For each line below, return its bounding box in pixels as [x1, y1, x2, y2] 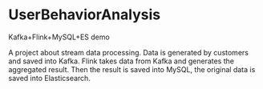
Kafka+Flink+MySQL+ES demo [8, 32, 110, 42]
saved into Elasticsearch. [8, 73, 91, 83]
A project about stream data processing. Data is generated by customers [8, 47, 249, 57]
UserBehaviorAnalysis [8, 6, 161, 24]
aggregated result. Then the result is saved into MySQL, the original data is [8, 64, 256, 74]
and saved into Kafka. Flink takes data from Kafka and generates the [8, 56, 235, 66]
